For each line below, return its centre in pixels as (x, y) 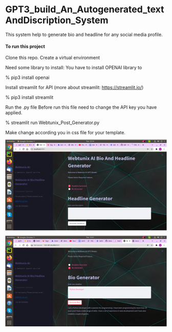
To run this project (25, 46)
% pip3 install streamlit (29, 97)
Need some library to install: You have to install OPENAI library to (74, 68)
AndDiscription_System (57, 20)
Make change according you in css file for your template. (65, 133)
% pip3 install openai (27, 77)
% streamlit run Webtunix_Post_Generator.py (52, 123)
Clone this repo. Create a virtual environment (53, 58)
